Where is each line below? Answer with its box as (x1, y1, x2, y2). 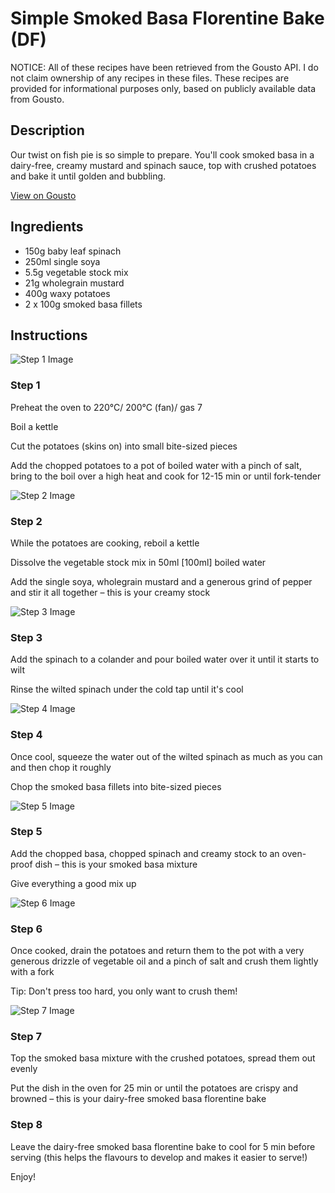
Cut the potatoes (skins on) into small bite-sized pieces (10, 440, 238, 452)
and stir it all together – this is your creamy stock (10, 586, 211, 598)
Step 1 (10, 378, 41, 392)
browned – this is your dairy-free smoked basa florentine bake (10, 1093, 267, 1105)
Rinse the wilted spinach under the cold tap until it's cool (10, 683, 244, 696)
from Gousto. (10, 93, 65, 105)
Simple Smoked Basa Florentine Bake (10, 7, 325, 30)
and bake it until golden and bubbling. (10, 170, 167, 182)
